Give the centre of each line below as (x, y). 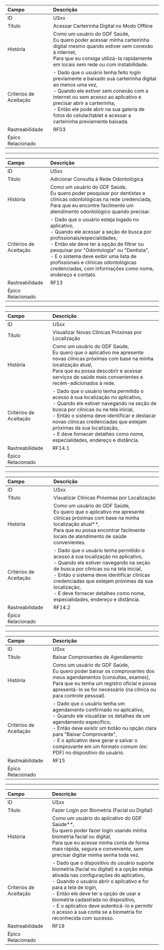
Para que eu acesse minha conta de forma (101, 843)
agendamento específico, (82, 722)
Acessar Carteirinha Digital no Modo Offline (103, 26)
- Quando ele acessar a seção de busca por (101, 232)
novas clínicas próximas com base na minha (103, 359)
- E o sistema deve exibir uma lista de (93, 256)
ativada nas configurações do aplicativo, (98, 875)
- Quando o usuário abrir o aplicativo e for (101, 881)
